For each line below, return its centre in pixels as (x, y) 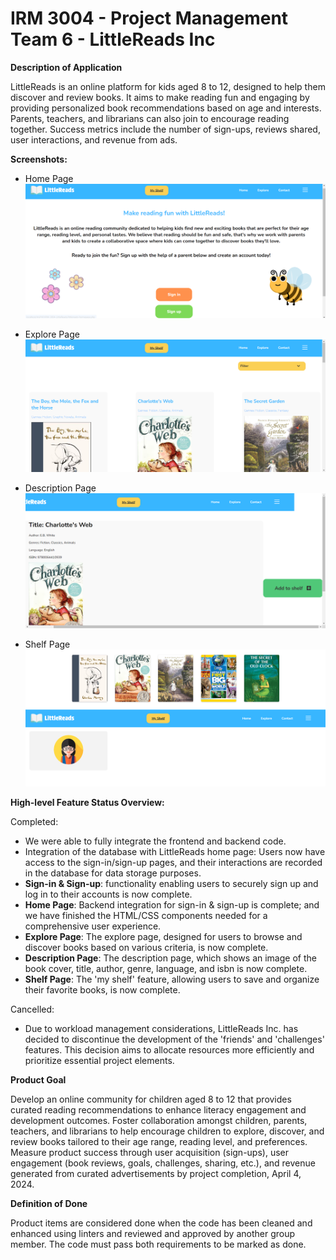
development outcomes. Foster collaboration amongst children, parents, (159, 1121)
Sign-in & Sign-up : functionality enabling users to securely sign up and (171, 884)
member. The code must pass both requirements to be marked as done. (158, 1244)
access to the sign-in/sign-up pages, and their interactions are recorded (173, 863)
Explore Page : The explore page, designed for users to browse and (163, 937)
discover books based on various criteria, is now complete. (146, 948)
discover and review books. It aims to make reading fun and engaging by (160, 97)
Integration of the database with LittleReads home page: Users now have (175, 852)
